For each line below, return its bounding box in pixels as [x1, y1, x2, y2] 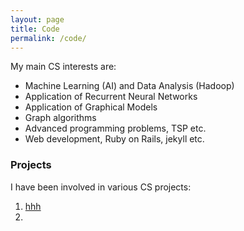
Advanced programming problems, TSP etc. [24, 122, 207, 135]
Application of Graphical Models [24, 101, 158, 113]
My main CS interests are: [10, 61, 117, 73]
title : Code [10, 24, 60, 34]
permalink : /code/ [10, 33, 87, 43]
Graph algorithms [24, 112, 97, 124]
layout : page [10, 14, 65, 25]
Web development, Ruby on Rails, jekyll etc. [24, 133, 205, 145]
